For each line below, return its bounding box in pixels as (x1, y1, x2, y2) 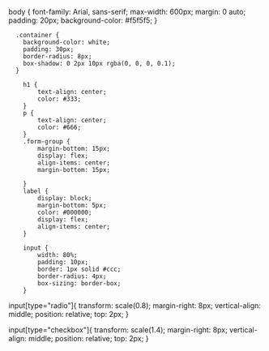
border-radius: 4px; (37, 272, 107, 280)
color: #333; (37, 95, 82, 103)
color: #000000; (37, 208, 92, 216)
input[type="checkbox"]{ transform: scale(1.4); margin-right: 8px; (8, 325, 228, 335)
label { (23, 187, 49, 195)
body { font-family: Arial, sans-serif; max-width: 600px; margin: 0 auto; (8, 7, 246, 16)
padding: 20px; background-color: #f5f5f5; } (8, 15, 158, 25)
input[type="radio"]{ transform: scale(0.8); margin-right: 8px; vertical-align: (8, 301, 262, 310)
